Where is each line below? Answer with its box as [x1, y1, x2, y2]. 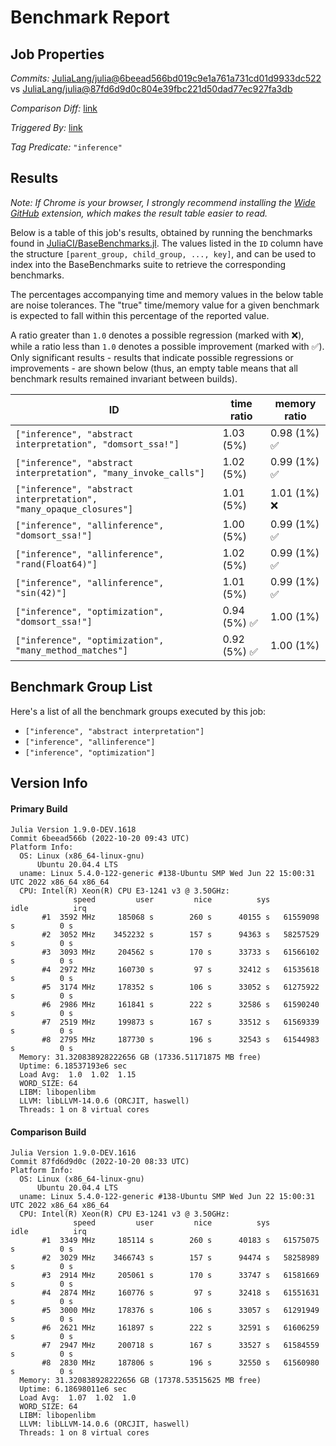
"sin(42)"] [15, 587, 67, 598]
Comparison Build [10, 1126, 87, 1138]
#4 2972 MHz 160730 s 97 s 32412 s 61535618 [41, 965, 320, 975]
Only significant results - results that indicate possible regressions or [10, 351, 294, 363]
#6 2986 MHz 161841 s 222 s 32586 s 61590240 [41, 1000, 320, 1010]
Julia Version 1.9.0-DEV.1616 [10, 1148, 137, 1158]
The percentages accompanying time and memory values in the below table [10, 288, 324, 300]
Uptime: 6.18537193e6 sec [19, 1061, 128, 1071]
